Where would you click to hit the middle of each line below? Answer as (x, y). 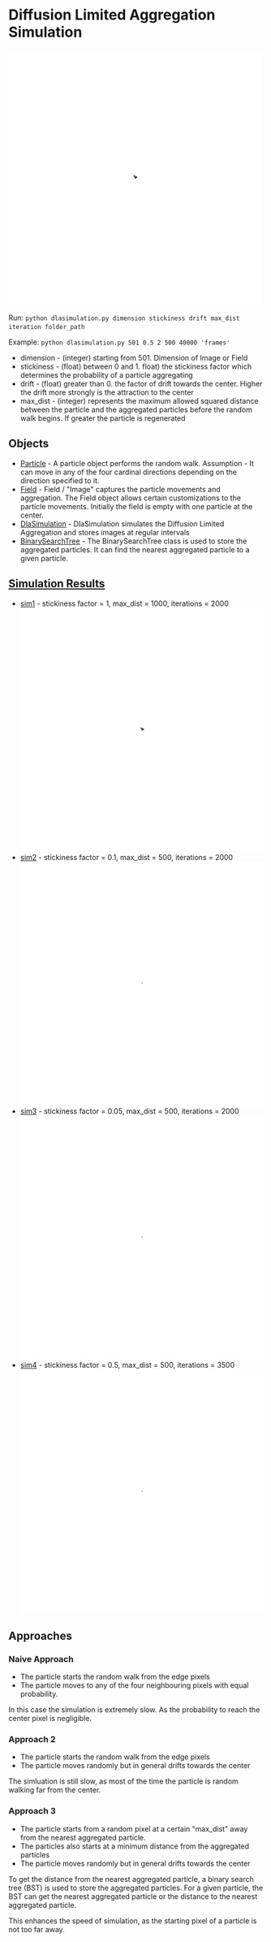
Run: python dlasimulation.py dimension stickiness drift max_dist (124, 318)
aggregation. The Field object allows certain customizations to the (131, 498)
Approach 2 (32, 1739)
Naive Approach (41, 1659)
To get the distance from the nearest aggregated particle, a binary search (131, 1879)
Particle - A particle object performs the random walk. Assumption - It (137, 463)
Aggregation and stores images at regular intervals (105, 532)
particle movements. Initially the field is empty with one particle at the (136, 506)
